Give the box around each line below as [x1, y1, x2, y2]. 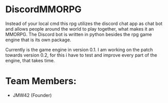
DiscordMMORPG [5, 4, 82, 15]
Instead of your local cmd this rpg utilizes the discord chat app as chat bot [5, 20, 163, 27]
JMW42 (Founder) [12, 92, 52, 98]
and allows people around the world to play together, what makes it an [5, 25, 154, 32]
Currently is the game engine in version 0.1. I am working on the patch [5, 46, 153, 53]
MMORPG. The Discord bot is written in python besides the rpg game [5, 31, 152, 37]
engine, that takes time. [5, 57, 55, 63]
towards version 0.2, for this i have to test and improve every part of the [5, 52, 158, 58]
